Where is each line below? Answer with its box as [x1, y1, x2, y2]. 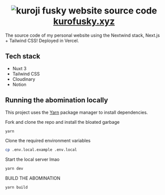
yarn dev [5, 166, 23, 171]
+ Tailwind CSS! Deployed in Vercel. [5, 38, 79, 44]
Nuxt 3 [12, 65, 26, 71]
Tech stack [5, 52, 40, 61]
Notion [12, 81, 26, 87]
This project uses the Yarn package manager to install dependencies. [5, 109, 148, 115]
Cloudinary [12, 76, 35, 82]
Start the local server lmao [5, 156, 60, 162]
